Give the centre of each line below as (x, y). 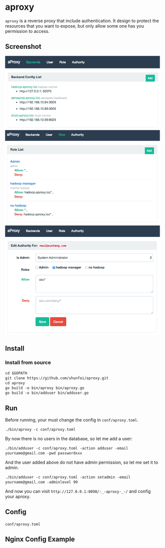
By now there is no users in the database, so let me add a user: (69, 438)
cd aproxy (15, 383)
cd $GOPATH (16, 373)
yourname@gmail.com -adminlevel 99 (41, 482)
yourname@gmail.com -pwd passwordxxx (44, 453)
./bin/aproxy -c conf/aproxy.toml (41, 429)
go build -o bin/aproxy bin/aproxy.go (45, 388)
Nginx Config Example (40, 539)
